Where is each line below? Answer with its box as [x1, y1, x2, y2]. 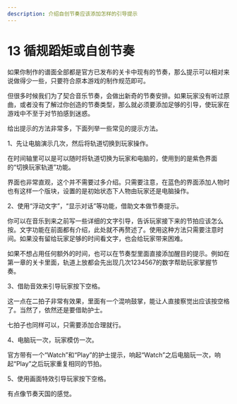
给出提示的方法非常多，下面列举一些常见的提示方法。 [7, 124, 162, 133]
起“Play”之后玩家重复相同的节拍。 [7, 359, 106, 367]
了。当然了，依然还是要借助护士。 [7, 305, 107, 314]
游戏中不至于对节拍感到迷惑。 [7, 109, 94, 117]
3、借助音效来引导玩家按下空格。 [7, 281, 104, 290]
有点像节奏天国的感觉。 [7, 389, 75, 398]
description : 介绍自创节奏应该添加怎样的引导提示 [7, 10, 138, 18]
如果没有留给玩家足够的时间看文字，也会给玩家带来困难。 [19, 234, 187, 243]
